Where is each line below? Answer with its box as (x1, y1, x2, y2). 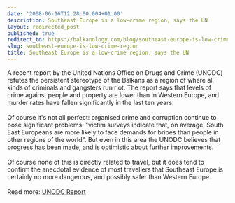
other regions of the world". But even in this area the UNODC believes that (7, 135, 221, 143)
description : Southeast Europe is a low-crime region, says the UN (7, 17, 208, 24)
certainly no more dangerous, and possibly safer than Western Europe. (7, 172, 211, 181)
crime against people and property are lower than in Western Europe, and (7, 90, 219, 99)
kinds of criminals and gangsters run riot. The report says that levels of (7, 83, 212, 92)
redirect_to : (7, 36, 45, 43)
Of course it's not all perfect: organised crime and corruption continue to (7, 113, 217, 121)
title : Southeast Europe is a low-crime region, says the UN (7, 50, 190, 57)
